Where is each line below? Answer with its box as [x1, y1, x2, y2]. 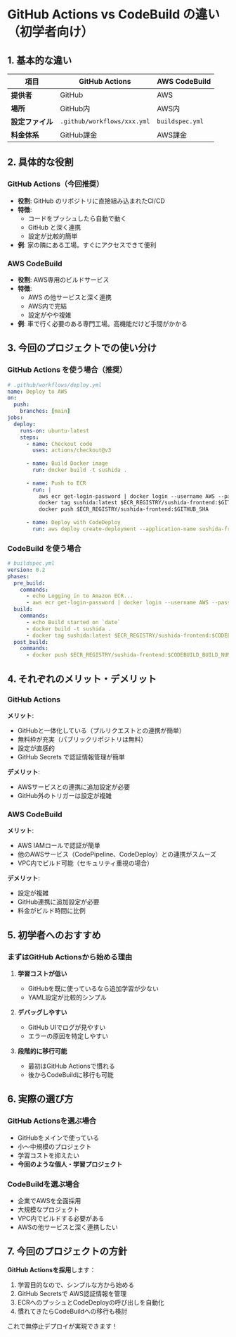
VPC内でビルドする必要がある [17, 1214, 105, 1222]
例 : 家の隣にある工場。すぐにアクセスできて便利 [17, 240, 157, 249]
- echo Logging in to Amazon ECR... [25, 592, 133, 599]
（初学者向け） [7, 24, 94, 40]
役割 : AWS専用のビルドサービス [17, 275, 110, 284]
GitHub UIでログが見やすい [27, 1023, 106, 1031]
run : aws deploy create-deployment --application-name [32, 526, 197, 533]
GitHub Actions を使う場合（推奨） [7, 365, 127, 375]
